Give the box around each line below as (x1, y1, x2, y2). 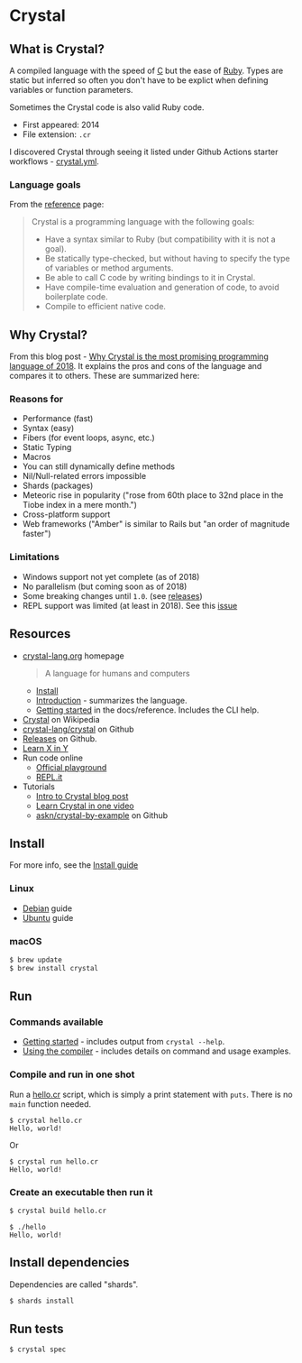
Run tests (9, 1321, 64, 1336)
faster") (22, 529, 51, 539)
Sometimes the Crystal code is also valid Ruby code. (9, 102, 205, 113)
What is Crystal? (9, 41, 105, 57)
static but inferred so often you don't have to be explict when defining (9, 75, 269, 86)
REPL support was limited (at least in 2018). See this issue (22, 600, 238, 611)
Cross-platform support (22, 509, 111, 520)
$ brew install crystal (9, 963, 99, 972)
